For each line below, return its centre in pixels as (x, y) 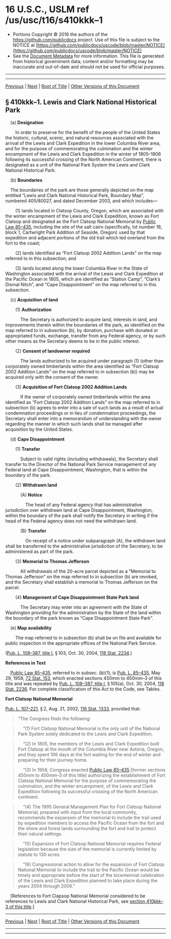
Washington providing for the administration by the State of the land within (83, 613)
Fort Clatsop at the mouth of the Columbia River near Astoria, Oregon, (91, 749)
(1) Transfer (28, 449)
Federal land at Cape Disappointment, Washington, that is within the (76, 469)
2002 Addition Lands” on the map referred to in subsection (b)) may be (80, 371)
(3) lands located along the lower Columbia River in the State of (81, 268)
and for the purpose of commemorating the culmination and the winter (79, 148)
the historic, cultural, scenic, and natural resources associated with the (79, 137)
